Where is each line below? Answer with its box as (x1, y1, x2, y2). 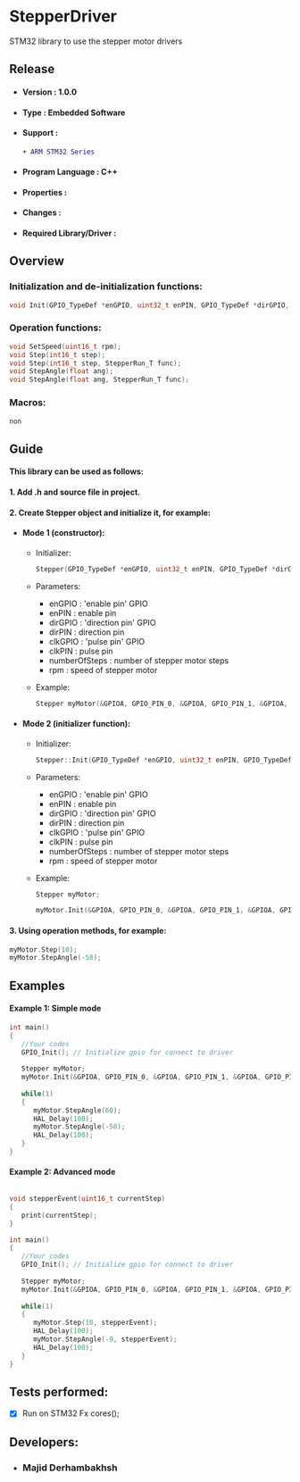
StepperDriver (9, 6, 118, 27)
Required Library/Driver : (21, 228, 117, 238)
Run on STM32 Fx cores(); (21, 1408, 120, 1419)
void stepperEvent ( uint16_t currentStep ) (9, 1195, 166, 1203)
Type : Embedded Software (21, 107, 126, 118)
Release (9, 62, 55, 77)
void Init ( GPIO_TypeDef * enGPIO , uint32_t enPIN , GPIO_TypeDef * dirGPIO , (9, 301, 290, 310)
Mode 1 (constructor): (21, 528, 105, 538)
